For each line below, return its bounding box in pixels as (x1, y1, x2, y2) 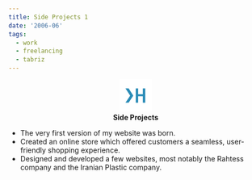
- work (15, 39, 38, 47)
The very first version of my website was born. (19, 128, 176, 137)
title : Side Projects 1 (8, 13, 89, 21)
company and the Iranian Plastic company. (19, 162, 162, 172)
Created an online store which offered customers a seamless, (19, 137, 225, 146)
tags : (8, 30, 27, 38)
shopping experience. (48, 145, 121, 155)
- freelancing (15, 47, 63, 56)
